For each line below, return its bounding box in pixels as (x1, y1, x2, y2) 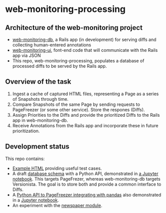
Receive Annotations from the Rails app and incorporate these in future (12, 122, 159, 128)
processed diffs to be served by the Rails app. (12, 63, 107, 69)
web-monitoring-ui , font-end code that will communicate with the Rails (12, 47, 158, 53)
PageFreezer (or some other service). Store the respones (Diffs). (12, 106, 145, 113)
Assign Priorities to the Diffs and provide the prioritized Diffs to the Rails (12, 112, 160, 118)
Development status (5, 142, 70, 151)
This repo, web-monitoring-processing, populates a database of (12, 58, 145, 63)
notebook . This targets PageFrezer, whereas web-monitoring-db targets (12, 176, 161, 182)
